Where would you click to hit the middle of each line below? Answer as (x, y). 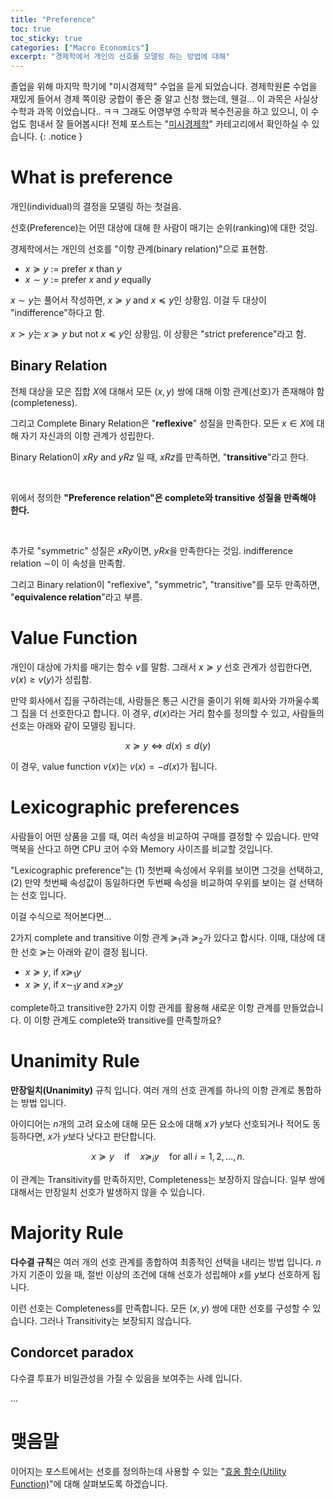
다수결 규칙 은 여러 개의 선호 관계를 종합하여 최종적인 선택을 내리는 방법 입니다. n (166, 1262)
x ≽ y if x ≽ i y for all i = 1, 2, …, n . (168, 1158)
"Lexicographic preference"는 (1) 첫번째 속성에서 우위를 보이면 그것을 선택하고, (167, 870)
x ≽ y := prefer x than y (73, 269)
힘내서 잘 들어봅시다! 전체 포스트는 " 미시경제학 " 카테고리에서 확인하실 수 (169, 124)
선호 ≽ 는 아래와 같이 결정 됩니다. (84, 952)
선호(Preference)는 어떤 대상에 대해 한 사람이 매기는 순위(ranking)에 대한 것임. (164, 228)
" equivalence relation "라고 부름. (76, 597)
